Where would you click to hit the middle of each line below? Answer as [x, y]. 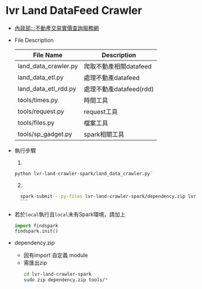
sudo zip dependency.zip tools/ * [66, 280]
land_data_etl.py [41, 77]
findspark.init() [36, 231]
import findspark [36, 226]
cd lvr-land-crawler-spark [57, 274]
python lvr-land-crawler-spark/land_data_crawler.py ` [83, 174]
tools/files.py [36, 123]
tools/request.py [41, 111]
